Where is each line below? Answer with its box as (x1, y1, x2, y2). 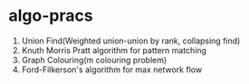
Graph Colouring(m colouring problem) (21, 54, 168, 65)
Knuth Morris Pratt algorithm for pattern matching (21, 44, 207, 55)
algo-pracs (8, 5, 93, 26)
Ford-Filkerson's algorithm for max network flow (21, 64, 203, 75)
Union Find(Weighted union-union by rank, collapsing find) (21, 35, 241, 46)
